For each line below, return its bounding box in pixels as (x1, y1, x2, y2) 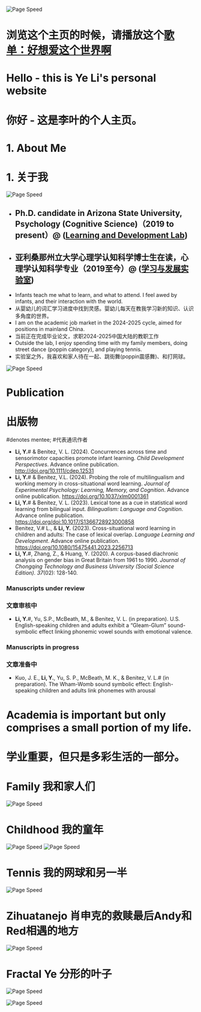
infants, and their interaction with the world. (14, 298, 123, 305)
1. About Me (6, 141, 67, 155)
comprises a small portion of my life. (6, 720, 192, 734)
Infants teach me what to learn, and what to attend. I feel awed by (14, 291, 178, 298)
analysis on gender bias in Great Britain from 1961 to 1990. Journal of (14, 557, 186, 564)
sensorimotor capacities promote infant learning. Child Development (14, 455, 184, 462)
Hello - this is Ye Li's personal (6, 71, 157, 85)
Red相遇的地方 (6, 924, 79, 938)
